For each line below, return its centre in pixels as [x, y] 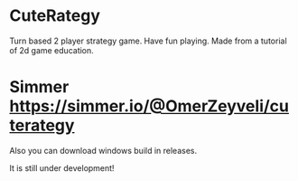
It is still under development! [62, 167]
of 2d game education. [52, 50]
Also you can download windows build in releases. [103, 150]
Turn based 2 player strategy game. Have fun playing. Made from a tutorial [148, 41]
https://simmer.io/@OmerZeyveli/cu [149, 106]
